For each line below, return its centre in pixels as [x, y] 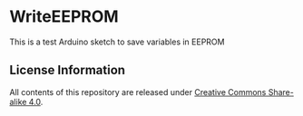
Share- [281, 92]
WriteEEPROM [64, 17]
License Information [67, 70]
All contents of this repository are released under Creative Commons [138, 92]
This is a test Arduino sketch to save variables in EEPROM [117, 42]
